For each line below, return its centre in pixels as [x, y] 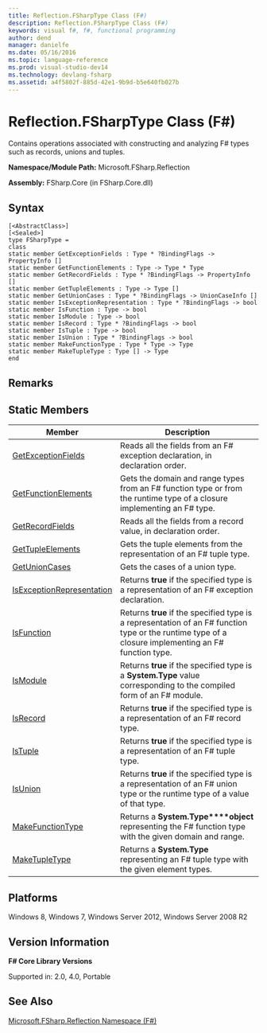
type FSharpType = [39, 240]
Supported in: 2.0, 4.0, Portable [60, 976]
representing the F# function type [183, 827]
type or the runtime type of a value [185, 794]
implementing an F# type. [168, 509]
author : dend [30, 38]
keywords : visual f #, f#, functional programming [92, 30]
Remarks [31, 383]
